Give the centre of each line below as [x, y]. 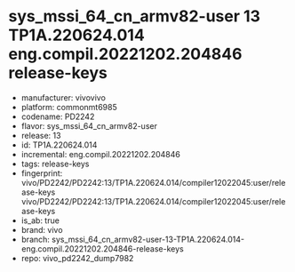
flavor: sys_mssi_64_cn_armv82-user [89, 125]
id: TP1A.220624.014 [59, 145]
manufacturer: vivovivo [63, 97]
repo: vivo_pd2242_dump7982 [77, 258]
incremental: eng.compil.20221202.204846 [101, 154]
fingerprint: [42, 173]
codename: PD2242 [58, 116]
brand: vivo [42, 229]
